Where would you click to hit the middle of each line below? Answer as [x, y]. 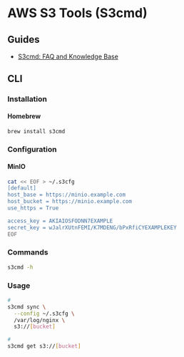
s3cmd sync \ [27, 307]
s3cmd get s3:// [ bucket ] [44, 346]
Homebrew [24, 116]
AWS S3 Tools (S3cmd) [77, 13]
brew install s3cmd [36, 131]
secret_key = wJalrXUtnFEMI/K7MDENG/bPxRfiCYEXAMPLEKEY [92, 227]
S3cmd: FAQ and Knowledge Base [68, 56]
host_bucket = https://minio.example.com [70, 202]
